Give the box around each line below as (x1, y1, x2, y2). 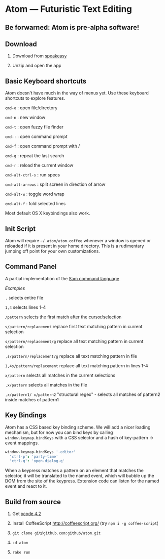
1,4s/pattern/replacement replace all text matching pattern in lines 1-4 (5, 362, 148, 369)
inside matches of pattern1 (5, 396, 59, 402)
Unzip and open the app (12, 63, 62, 69)
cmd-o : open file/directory (5, 105, 58, 111)
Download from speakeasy (12, 53, 67, 59)
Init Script (5, 224, 36, 233)
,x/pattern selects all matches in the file (5, 382, 88, 387)
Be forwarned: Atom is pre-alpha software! (5, 23, 139, 32)
